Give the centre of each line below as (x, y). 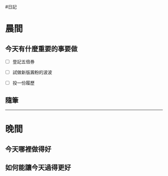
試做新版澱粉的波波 (32, 72)
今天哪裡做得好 (28, 149)
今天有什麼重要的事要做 (41, 49)
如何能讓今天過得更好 (38, 167)
